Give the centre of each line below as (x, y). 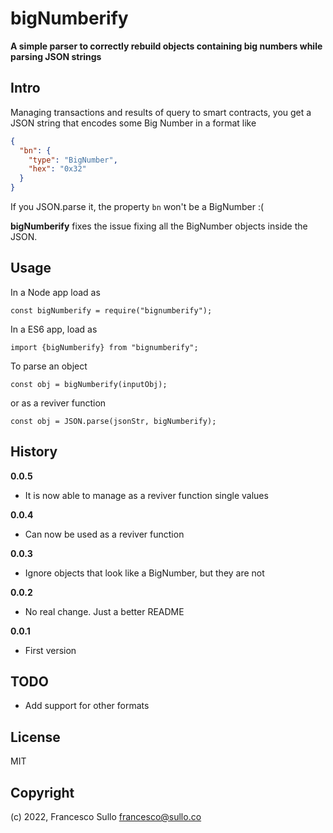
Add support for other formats (87, 706)
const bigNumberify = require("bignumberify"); (111, 310)
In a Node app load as (55, 292)
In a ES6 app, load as (54, 329)
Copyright (42, 792)
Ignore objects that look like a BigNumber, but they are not (144, 573)
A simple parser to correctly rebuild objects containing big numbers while (166, 46)
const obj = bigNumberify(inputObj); (89, 384)
